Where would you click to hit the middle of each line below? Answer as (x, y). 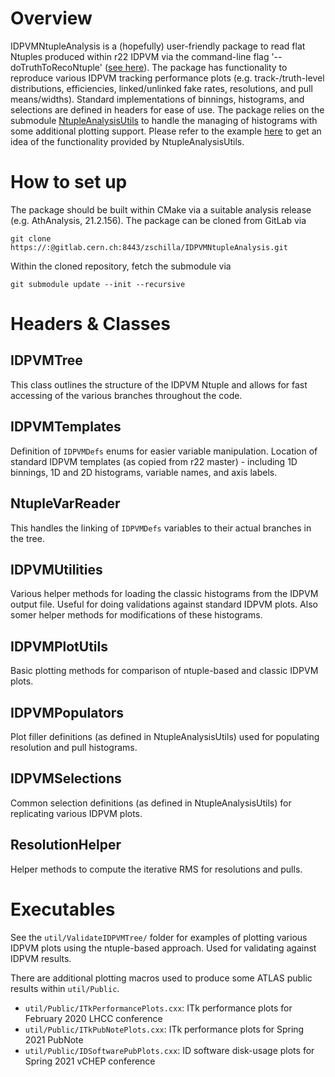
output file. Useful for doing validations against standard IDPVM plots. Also (164, 604)
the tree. (27, 538)
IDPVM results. (41, 958)
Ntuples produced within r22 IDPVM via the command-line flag (140, 56)
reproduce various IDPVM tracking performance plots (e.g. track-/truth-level (167, 78)
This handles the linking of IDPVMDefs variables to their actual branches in (161, 528)
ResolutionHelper (66, 845)
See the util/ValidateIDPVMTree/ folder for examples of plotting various (159, 937)
